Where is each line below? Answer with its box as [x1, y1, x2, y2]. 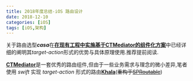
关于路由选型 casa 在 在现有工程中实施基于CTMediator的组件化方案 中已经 [6, 41, 181, 48]
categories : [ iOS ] [6, 19, 51, 25]
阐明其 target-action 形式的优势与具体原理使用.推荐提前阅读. [16, 49, 159, 56]
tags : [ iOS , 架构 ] [6, 24, 47, 31]
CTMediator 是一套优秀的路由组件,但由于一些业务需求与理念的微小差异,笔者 [6, 61, 188, 68]
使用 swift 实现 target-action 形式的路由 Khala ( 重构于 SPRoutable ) [6, 68, 163, 76]
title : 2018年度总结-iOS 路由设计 [6, 8, 83, 15]
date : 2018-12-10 [6, 14, 49, 20]
